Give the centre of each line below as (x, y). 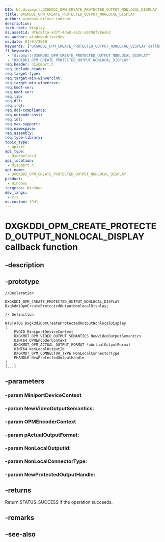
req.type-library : (24, 138)
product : (14, 179)
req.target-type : (23, 74)
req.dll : (14, 101)
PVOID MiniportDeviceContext (44, 332)
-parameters (25, 381)
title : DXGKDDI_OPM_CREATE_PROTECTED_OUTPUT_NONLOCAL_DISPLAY (70, 14)
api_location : (20, 160)
